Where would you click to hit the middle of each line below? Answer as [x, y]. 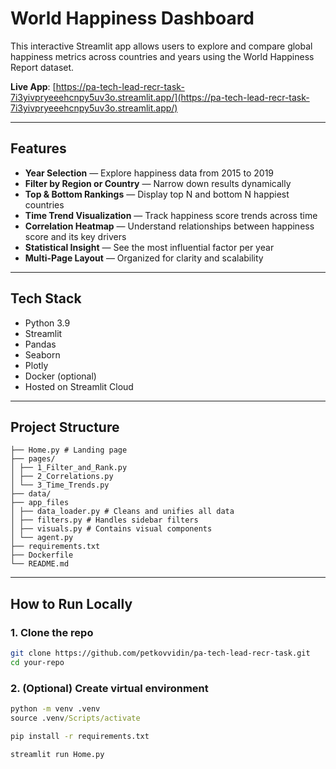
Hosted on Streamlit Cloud [79, 386]
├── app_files [40, 503]
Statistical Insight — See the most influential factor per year [149, 247]
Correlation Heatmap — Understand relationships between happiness [169, 226]
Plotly [36, 365]
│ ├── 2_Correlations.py [62, 477]
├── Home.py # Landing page [69, 450]
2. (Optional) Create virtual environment [109, 688]
